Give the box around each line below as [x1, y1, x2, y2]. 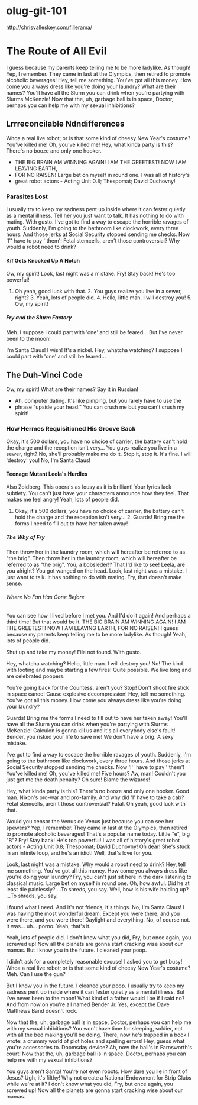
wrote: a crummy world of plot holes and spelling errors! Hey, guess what [6, 1037, 185, 1045]
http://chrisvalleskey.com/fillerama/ [6, 24, 93, 31]
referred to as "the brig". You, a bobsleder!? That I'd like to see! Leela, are [6, 561, 185, 568]
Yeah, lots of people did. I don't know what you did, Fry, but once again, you [6, 933, 191, 941]
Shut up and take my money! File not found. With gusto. [6, 648, 142, 655]
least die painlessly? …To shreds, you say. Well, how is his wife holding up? [6, 886, 189, 893]
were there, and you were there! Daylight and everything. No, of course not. [6, 916, 191, 923]
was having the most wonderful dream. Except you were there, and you [6, 910, 180, 917]
